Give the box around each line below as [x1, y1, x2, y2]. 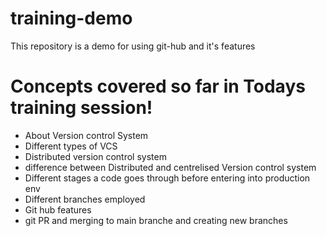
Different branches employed [24, 193, 146, 205]
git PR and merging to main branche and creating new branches [24, 214, 288, 226]
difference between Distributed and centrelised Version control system [24, 161, 317, 173]
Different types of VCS [24, 140, 118, 152]
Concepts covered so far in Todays [10, 75, 306, 98]
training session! [10, 97, 153, 119]
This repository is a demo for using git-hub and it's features [10, 40, 256, 52]
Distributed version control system [24, 150, 167, 162]
